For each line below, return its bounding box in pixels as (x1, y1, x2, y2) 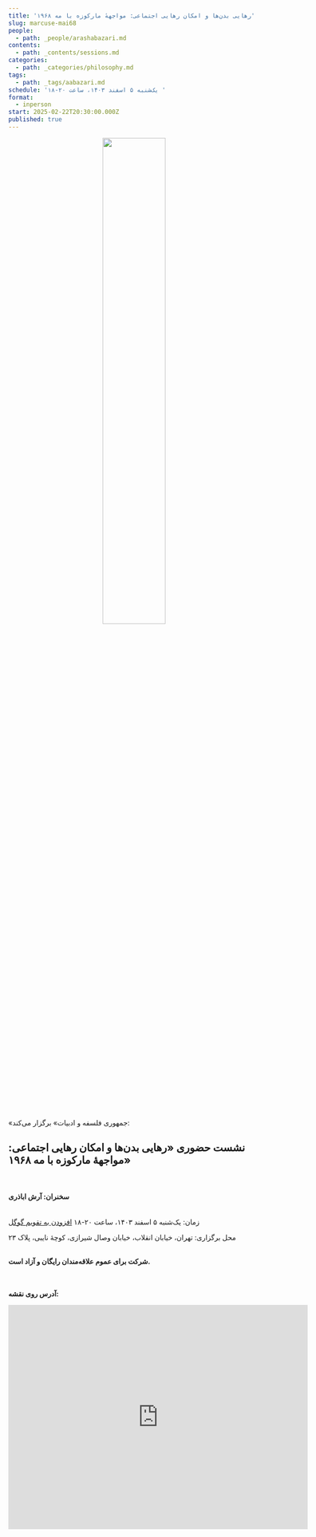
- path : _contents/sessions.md (15, 49, 120, 57)
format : (8, 93, 34, 101)
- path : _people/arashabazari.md (15, 33, 127, 42)
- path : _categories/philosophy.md (15, 64, 134, 72)
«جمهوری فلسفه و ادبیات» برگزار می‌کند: (8, 1117, 130, 1127)
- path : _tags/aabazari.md (15, 78, 105, 86)
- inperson (15, 100, 52, 108)
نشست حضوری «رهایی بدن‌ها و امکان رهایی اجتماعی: (8, 1141, 246, 1155)
